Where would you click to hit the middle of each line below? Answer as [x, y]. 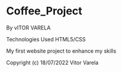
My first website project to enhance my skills [61, 51]
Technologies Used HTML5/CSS [46, 39]
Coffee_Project [44, 11]
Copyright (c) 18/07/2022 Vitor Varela [52, 62]
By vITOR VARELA [28, 28]
